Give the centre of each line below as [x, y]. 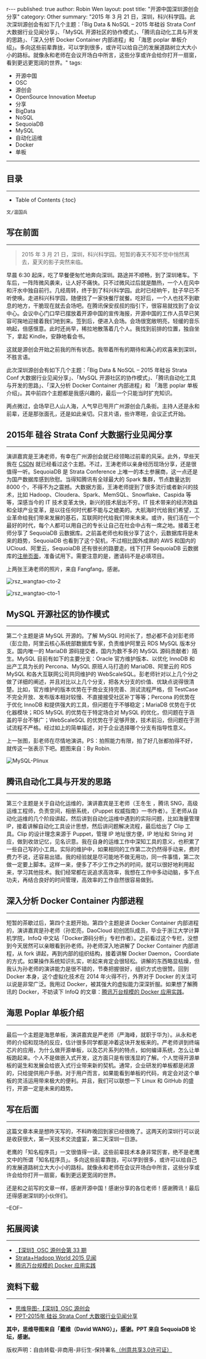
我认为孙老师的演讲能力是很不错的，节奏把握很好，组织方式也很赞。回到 [97, 968]
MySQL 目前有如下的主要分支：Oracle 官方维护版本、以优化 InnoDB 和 [106, 659]
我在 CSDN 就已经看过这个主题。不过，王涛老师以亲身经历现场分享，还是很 [101, 464]
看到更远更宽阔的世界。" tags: [44, 63]
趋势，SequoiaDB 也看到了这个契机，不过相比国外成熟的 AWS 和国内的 [106, 541]
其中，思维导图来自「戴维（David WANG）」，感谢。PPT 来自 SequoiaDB [98, 1329]
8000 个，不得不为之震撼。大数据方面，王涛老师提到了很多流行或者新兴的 [100, 487]
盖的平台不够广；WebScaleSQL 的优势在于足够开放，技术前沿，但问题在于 [100, 720]
